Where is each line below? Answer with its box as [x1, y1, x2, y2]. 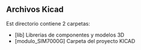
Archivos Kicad [6, 5, 64, 15]
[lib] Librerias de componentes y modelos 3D [14, 31, 125, 38]
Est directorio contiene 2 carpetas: [6, 20, 90, 27]
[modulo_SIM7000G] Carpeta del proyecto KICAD [14, 37, 136, 44]
